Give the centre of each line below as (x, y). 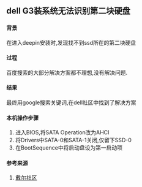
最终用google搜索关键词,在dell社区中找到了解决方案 (71, 102)
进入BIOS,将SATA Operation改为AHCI (62, 132)
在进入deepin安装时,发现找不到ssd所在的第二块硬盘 (71, 42)
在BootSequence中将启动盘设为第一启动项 (69, 148)
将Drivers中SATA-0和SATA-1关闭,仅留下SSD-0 (73, 140)
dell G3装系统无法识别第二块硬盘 (68, 11)
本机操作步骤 (22, 118)
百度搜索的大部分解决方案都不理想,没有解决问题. (67, 72)
